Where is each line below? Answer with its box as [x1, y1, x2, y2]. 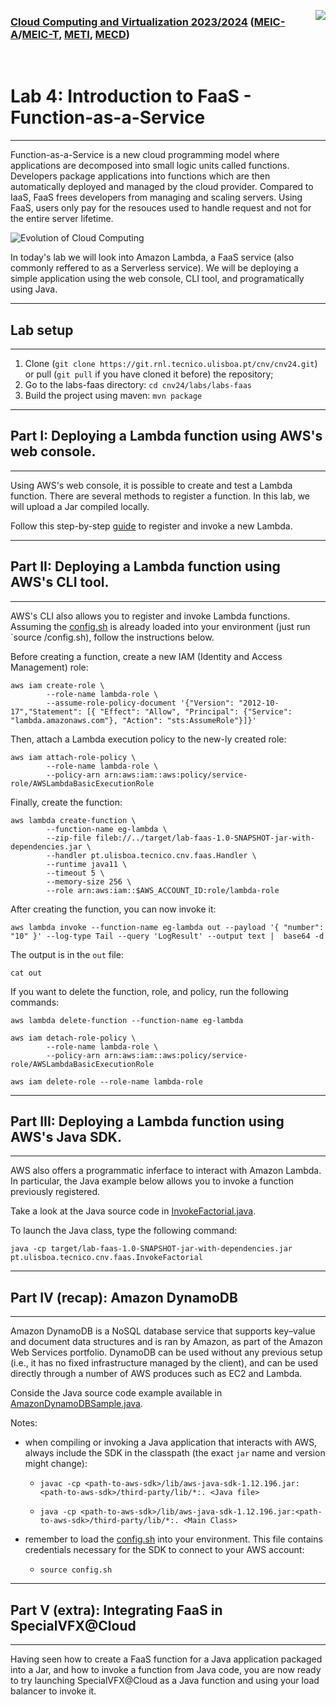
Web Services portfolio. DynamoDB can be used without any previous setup [10, 1346, 323, 1359]
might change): [24, 1458, 88, 1470]
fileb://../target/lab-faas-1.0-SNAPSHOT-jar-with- [95, 833, 315, 843]
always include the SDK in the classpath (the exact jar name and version [24, 1447, 326, 1459]
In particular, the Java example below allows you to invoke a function [10, 1175, 295, 1187]
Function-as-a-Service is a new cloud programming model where [10, 149, 280, 161]
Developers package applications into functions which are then [10, 170, 271, 182]
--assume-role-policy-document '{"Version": [46, 698, 235, 708]
